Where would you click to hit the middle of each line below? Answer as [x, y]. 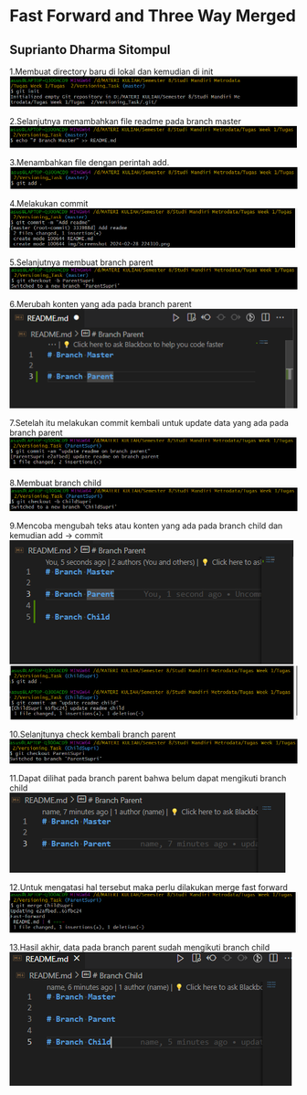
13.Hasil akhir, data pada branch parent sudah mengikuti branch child [140, 947]
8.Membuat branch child [56, 483]
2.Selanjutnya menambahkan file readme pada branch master [126, 122]
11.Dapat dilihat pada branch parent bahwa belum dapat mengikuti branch [148, 779]
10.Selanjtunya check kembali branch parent [93, 734]
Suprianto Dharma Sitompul [90, 50]
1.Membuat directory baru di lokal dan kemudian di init [111, 71]
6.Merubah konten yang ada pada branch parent [101, 304]
